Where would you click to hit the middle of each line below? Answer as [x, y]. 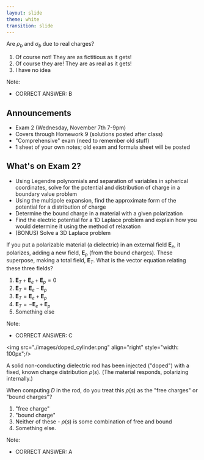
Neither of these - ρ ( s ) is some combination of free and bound [93, 422]
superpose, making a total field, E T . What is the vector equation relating [96, 261]
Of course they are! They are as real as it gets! [74, 63]
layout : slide [24, 13]
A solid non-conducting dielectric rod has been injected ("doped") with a [98, 365]
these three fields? [30, 268]
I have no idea [33, 70]
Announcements [39, 113]
